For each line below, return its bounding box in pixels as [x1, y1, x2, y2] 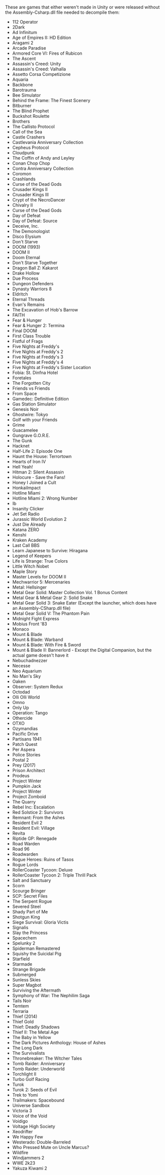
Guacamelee [12, 427, 38, 433]
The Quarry [12, 799, 36, 805]
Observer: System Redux [12, 684, 63, 689]
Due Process [12, 275, 38, 281]
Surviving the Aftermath [12, 987, 61, 993]
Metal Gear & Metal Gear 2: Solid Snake [12, 595, 93, 601]
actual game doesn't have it [12, 652, 69, 658]
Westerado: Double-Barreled [12, 1139, 71, 1145]
